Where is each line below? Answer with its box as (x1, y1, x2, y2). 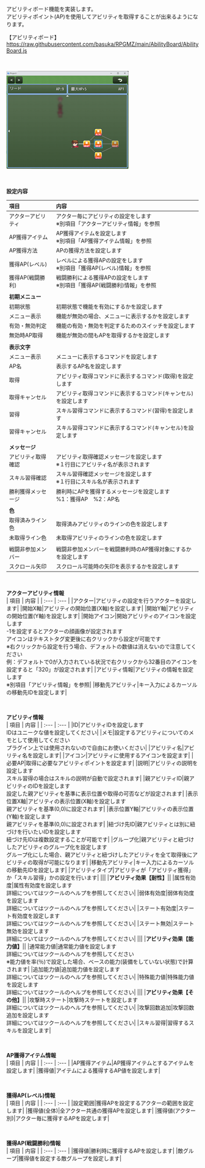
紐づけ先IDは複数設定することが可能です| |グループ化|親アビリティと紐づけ (6, 836, 195, 843)
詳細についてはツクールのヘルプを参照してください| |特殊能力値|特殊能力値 (6, 973, 195, 980)
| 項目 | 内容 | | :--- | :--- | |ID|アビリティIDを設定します (6, 721, 145, 729)
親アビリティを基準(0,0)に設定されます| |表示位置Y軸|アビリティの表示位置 (6, 805, 194, 812)
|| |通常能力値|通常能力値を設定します (22, 942, 117, 950)
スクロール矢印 (9, 563, 47, 570)
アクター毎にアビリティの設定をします (56, 212, 152, 219)
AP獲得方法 (9, 247, 38, 254)
